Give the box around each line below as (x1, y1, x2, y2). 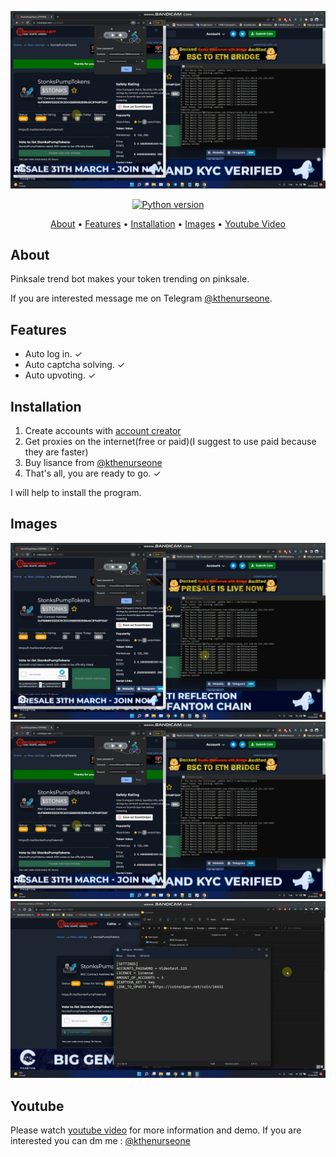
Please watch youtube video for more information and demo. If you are (10, 1124, 302, 1136)
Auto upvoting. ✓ (24, 369, 97, 381)
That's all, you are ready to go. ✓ (24, 467, 162, 479)
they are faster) (24, 446, 89, 458)
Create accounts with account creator (24, 424, 182, 436)
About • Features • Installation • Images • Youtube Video (50, 217, 286, 230)
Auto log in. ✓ (24, 348, 83, 360)
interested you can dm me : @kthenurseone (10, 1135, 191, 1147)
